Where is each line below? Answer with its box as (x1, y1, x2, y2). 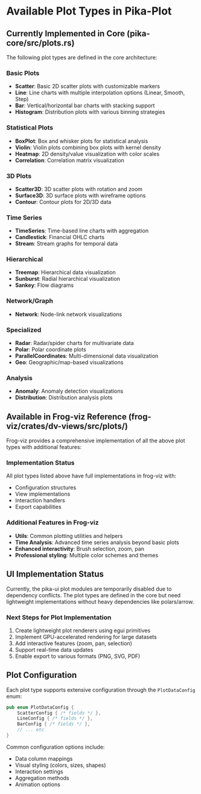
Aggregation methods (14, 774, 69, 781)
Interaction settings (14, 767, 63, 775)
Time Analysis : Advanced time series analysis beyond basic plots (14, 539, 179, 546)
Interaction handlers (14, 497, 65, 504)
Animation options (14, 781, 60, 788)
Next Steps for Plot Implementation (6, 613, 112, 622)
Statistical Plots (6, 123, 53, 132)
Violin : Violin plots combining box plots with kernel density (14, 143, 161, 151)
